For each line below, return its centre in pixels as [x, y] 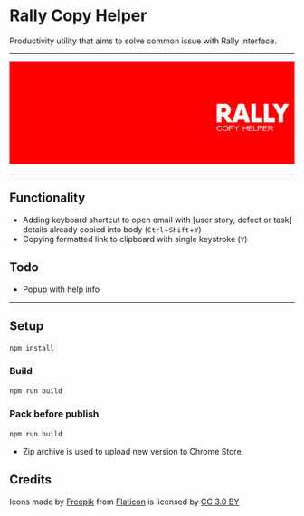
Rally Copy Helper [78, 16]
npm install [32, 348]
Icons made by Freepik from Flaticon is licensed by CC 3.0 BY [124, 502]
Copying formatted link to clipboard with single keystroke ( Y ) [135, 239]
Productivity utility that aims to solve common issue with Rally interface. [143, 41]
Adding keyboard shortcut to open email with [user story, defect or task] [157, 220]
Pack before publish [54, 414]
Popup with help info [61, 289]
